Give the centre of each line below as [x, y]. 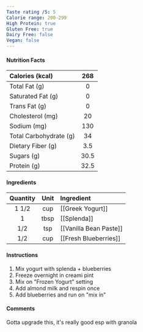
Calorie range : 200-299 [37, 18]
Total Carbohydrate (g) [42, 136]
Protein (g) [25, 166]
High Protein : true [31, 23]
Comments [21, 309]
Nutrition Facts [26, 60]
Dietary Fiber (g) [33, 146]
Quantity [22, 198]
